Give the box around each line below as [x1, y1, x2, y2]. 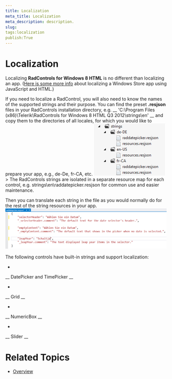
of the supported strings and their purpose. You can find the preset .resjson [5, 101, 166, 107]
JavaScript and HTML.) [5, 86, 54, 92]
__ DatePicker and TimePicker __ [5, 274, 73, 280]
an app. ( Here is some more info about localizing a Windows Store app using [5, 80, 167, 87]
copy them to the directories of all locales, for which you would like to [5, 117, 152, 124]
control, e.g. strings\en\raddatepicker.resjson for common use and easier [5, 182, 160, 188]
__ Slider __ [5, 333, 29, 340]
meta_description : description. [5, 19, 74, 24]
